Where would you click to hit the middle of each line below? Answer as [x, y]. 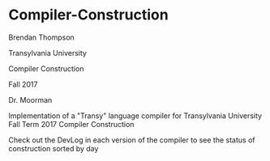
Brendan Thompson [41, 37]
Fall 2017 [23, 84]
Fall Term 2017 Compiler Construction [71, 124]
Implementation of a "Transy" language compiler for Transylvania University [135, 116]
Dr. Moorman [30, 100]
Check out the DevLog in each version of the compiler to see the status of [132, 140]
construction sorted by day [54, 148]
